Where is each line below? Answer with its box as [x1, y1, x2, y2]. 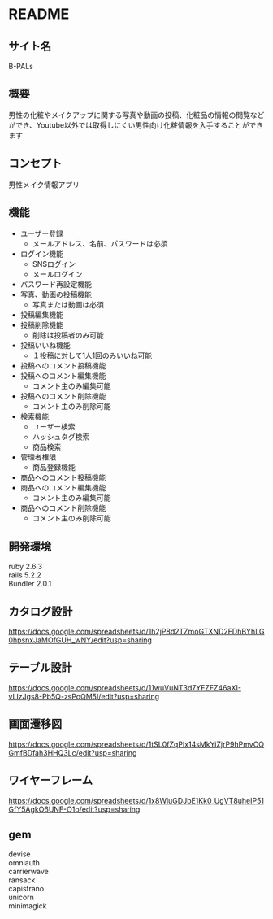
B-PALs [8, 62, 34, 71]
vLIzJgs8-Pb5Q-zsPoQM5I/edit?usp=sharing [8, 691, 160, 701]
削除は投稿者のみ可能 [32, 330, 104, 340]
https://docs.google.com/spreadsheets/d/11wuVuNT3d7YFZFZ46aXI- [8, 682, 242, 692]
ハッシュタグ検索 [32, 432, 90, 442]
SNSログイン [32, 259, 76, 269]
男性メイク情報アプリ [8, 180, 80, 189]
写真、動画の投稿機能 [19, 290, 92, 299]
